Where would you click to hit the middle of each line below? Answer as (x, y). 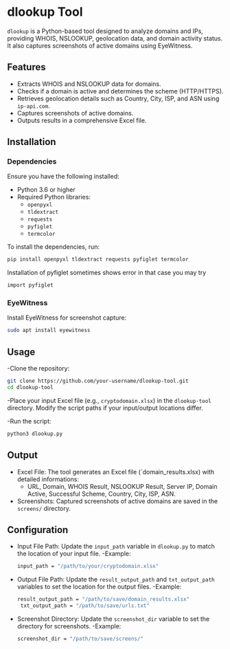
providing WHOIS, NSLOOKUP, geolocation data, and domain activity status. (115, 38)
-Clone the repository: (38, 368)
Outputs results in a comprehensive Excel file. (82, 120)
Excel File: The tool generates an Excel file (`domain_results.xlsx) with (116, 472)
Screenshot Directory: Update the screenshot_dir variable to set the (113, 619)
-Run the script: (29, 421)
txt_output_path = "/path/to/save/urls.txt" (85, 606)
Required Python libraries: (54, 197)
